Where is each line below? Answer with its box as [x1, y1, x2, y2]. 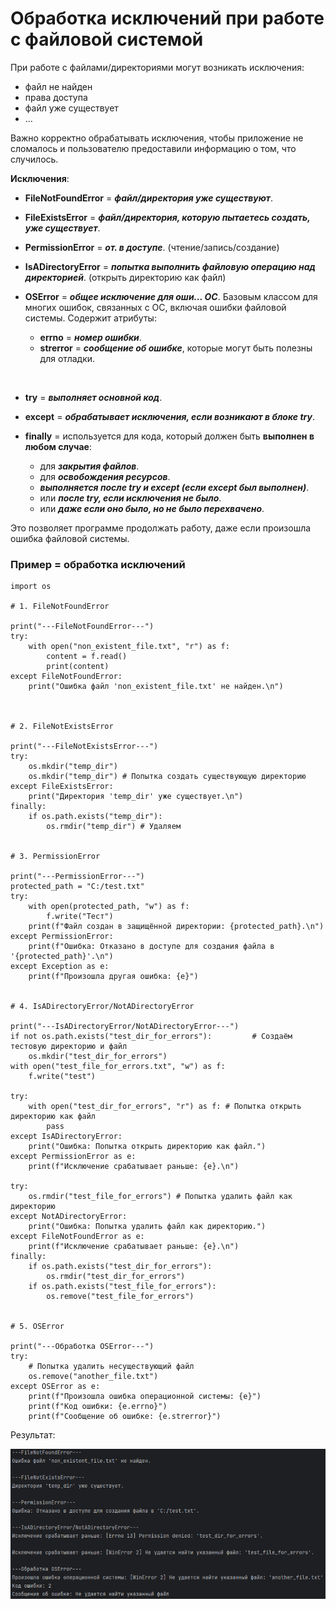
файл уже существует [24, 102, 119, 114]
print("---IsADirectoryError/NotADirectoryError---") [10, 1022, 240, 1032]
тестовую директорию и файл [10, 1042, 128, 1052]
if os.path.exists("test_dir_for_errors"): [28, 1262, 213, 1272]
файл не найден [24, 80, 93, 92]
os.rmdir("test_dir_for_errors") [46, 1272, 186, 1282]
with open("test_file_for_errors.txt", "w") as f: [10, 1062, 226, 1072]
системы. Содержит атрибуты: [24, 312, 157, 324]
